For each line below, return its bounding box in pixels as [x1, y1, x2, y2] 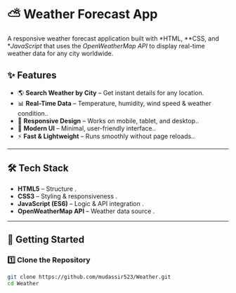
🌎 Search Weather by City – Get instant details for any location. [17, 88, 204, 97]
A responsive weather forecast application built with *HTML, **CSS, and [7, 34, 220, 43]
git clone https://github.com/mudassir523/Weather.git [7, 273, 171, 281]
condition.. [17, 109, 49, 117]
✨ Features [7, 69, 57, 81]
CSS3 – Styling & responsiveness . [17, 191, 118, 200]
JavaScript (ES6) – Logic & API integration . [17, 199, 144, 207]
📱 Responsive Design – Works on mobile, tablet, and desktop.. [17, 116, 199, 125]
